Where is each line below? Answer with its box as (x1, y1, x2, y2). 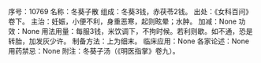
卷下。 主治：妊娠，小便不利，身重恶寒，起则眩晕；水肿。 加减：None (8, 17, 237, 26)
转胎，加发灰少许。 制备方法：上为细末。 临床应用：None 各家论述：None (8, 36, 250, 46)
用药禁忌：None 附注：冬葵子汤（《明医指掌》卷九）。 (8, 46, 180, 55)
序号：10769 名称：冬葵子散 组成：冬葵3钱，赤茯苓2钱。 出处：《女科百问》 (8, 7, 253, 16)
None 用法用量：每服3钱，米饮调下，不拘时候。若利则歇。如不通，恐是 (21, 27, 253, 35)
